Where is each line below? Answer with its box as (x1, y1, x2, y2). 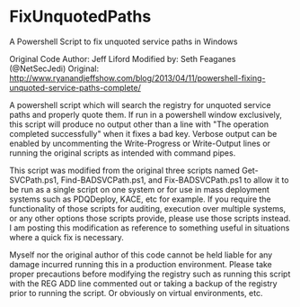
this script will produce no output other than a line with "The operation (9, 119, 269, 130)
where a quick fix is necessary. (9, 231, 124, 242)
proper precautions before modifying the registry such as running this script (9, 268, 291, 279)
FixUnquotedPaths (9, 6, 152, 27)
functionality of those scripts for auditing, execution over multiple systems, (9, 203, 287, 213)
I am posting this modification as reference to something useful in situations (9, 222, 290, 233)
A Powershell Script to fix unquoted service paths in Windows (9, 36, 238, 47)
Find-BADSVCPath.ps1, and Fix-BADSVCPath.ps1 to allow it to (60, 174, 289, 185)
